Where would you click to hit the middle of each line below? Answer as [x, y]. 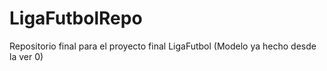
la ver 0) [26, 56]
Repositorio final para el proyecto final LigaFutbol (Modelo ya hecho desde [163, 46]
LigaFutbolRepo [76, 18]
